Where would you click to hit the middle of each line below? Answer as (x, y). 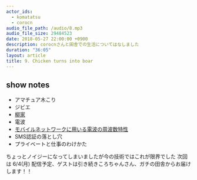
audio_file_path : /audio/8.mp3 (44, 28)
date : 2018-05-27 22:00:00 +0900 (47, 39)
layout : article (26, 55)
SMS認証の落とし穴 (39, 137)
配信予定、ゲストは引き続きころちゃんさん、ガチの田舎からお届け (111, 164)
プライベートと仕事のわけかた (51, 144)
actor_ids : (19, 12)
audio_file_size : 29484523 (39, 34)
